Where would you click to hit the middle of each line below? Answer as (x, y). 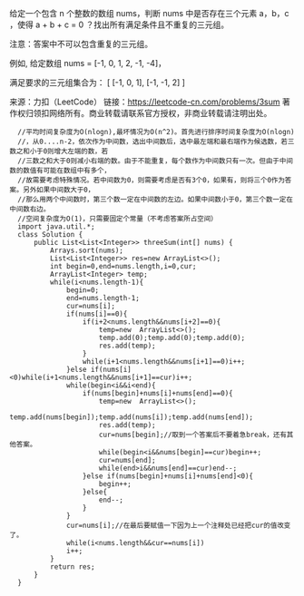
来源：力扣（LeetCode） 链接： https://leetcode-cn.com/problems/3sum (145, 102)
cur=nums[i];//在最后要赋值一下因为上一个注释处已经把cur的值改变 (179, 525)
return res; (72, 567)
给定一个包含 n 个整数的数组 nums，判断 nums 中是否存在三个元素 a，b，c (149, 13)
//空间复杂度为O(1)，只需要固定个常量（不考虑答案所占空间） (118, 219)
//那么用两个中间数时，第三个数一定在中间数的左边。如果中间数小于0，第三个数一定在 (155, 200)
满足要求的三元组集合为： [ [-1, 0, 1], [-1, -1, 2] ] (98, 83)
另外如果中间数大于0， (59, 190)
